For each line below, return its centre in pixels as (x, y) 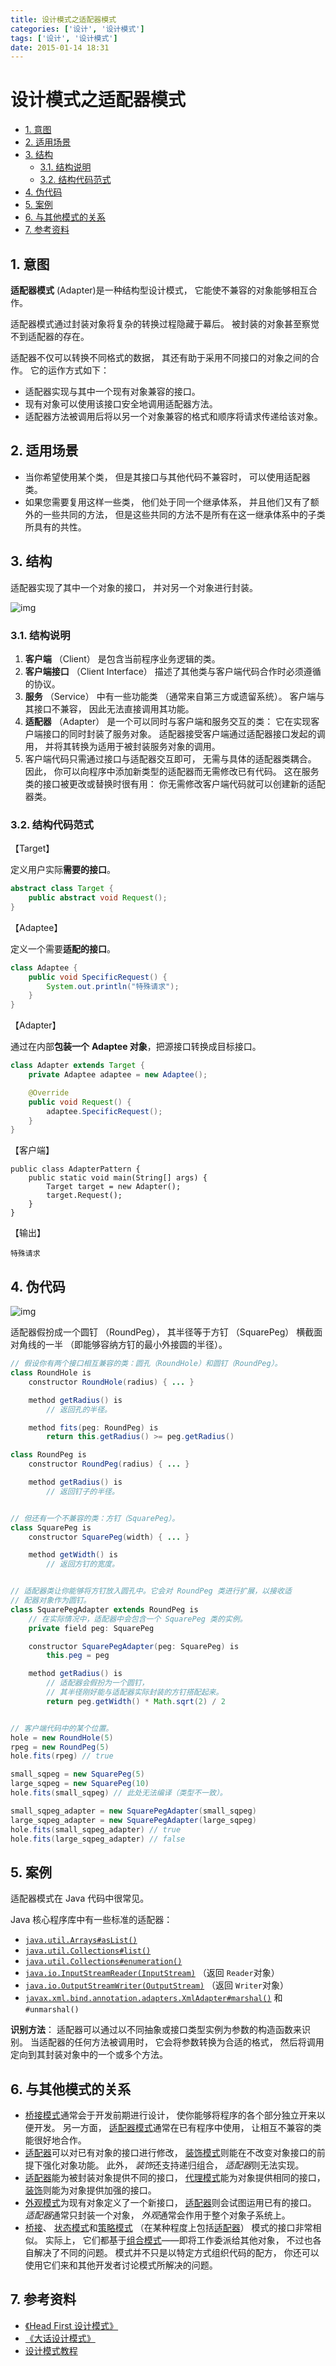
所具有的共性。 (55, 527)
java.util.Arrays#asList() (81, 1941)
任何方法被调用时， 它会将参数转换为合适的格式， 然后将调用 (199, 2042)
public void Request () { (80, 1102)
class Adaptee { (44, 967)
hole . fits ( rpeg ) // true (62, 1756)
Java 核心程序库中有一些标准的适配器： (91, 1920)
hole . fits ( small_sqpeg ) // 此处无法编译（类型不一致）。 (119, 1793)
